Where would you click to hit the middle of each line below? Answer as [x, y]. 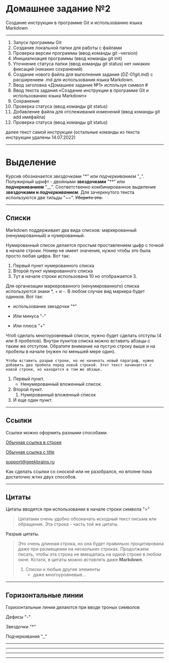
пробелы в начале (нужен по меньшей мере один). [61, 351]
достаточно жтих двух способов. [41, 476]
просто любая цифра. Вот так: [38, 256]
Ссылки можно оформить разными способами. [57, 432]
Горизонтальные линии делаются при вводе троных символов [73, 607]
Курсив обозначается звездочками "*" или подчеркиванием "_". [75, 176]
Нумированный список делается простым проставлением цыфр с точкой [85, 245]
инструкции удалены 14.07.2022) [41, 137]
